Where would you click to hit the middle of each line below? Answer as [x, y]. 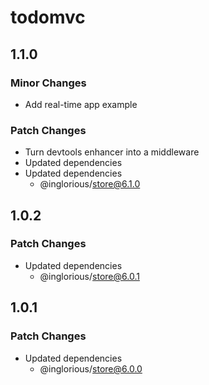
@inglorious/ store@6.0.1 [89, 276]
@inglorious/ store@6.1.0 [90, 184]
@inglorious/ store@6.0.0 [91, 368]
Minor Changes [48, 83]
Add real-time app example [81, 104]
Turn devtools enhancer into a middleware [112, 152]
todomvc [48, 17]
